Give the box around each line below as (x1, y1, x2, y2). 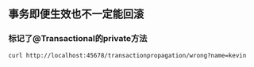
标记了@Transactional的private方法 (8, 33, 148, 44)
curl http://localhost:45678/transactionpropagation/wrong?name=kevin (8, 51, 247, 59)
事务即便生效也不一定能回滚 (8, 7, 144, 21)
